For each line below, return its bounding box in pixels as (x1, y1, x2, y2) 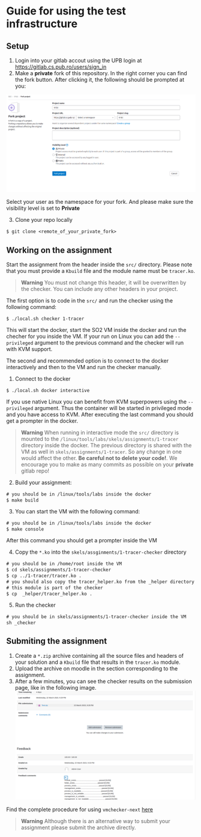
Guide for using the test (6, 4, 126, 18)
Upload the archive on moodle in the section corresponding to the (14, 664, 178, 672)
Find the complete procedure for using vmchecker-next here (6, 806, 153, 813)
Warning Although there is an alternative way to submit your (20, 817, 170, 824)
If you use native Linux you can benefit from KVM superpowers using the (6, 398, 187, 405)
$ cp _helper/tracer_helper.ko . (6, 590, 93, 596)
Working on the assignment (6, 245, 112, 255)
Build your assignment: (14, 479, 72, 486)
